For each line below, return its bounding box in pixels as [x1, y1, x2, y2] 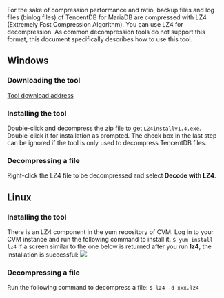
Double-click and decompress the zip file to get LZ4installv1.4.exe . [7, 124, 201, 132]
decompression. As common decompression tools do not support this [7, 28, 205, 36]
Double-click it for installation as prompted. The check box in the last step [7, 131, 217, 140]
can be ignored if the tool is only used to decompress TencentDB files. [7, 138, 207, 147]
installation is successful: [7, 251, 79, 259]
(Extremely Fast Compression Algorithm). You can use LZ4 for [7, 21, 184, 28]
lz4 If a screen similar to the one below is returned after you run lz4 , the [7, 242, 212, 251]
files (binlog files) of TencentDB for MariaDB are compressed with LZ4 [7, 13, 207, 21]
